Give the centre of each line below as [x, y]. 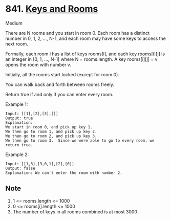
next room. [17, 43]
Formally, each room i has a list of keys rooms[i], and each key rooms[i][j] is [85, 54]
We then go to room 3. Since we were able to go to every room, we [80, 140]
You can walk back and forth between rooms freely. [60, 84]
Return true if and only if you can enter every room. [59, 94]
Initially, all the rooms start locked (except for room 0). [62, 74]
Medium [14, 23]
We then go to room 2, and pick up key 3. [51, 136]
